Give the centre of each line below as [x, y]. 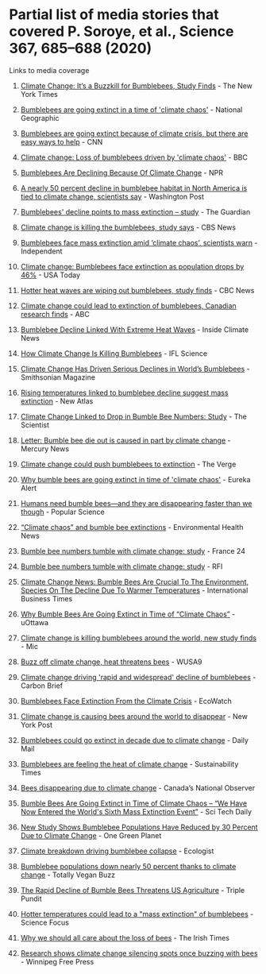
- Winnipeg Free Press [57, 961]
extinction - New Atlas [57, 401]
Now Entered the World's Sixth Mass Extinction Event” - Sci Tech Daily [136, 811]
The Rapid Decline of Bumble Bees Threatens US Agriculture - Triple [133, 890]
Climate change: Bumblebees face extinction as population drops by [132, 266]
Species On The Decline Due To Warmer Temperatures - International [134, 590]
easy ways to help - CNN [62, 141]
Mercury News [45, 448]
